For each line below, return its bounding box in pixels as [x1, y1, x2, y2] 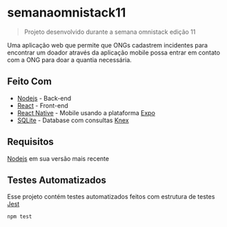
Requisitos [7, 136, 54, 148]
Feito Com [7, 76, 52, 88]
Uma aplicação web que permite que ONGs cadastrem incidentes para [7, 41, 208, 49]
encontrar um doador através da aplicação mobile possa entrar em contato [7, 48, 221, 57]
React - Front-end [17, 101, 68, 110]
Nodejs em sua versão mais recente [7, 154, 109, 163]
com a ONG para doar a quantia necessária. [7, 55, 132, 63]
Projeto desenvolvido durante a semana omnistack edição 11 [23, 28, 196, 36]
